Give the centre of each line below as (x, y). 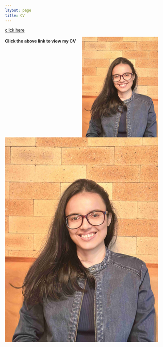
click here (15, 30)
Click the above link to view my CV (41, 41)
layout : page (18, 10)
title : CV (15, 15)
